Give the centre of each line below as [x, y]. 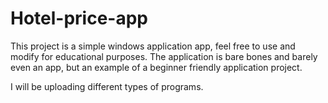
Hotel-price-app [79, 18]
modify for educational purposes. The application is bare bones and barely [164, 56]
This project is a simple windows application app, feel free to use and [153, 46]
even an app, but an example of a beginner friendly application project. [156, 67]
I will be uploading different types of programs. [107, 86]
